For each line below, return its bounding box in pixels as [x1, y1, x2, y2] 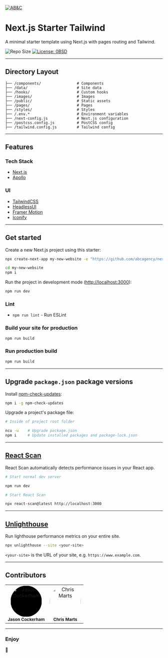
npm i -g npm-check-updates [5, 400, 64, 405]
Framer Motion [12, 209, 43, 215]
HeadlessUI [12, 203, 36, 209]
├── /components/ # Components [5, 80, 104, 86]
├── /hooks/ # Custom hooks [5, 89, 108, 94]
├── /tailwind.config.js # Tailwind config [5, 124, 115, 129]
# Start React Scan [5, 492, 46, 497]
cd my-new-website [5, 265, 43, 270]
